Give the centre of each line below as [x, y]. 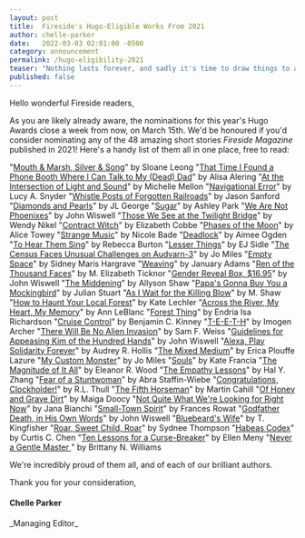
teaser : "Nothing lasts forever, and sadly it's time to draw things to [150, 69]
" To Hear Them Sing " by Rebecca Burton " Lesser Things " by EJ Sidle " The [149, 244]
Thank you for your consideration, [73, 482]
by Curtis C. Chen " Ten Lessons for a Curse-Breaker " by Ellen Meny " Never [151, 437]
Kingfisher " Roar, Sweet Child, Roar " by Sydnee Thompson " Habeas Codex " [152, 427]
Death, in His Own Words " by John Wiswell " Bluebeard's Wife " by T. [137, 418]
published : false [42, 77]
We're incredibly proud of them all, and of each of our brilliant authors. [141, 464]
